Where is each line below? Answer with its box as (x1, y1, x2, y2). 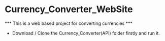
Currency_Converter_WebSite (5, 4, 133, 15)
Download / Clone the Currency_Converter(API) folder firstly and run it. (12, 30, 160, 36)
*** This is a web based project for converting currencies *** (5, 20, 133, 26)
